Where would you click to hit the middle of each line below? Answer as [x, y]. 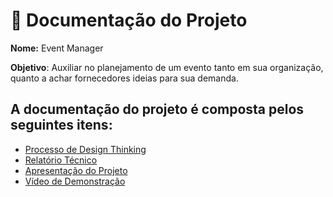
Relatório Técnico [61, 160]
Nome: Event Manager [57, 48]
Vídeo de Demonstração [75, 181]
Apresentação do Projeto [76, 170]
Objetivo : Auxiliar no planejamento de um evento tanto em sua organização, [167, 67]
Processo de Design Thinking [85, 149]
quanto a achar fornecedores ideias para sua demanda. [124, 78]
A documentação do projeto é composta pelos [157, 109]
